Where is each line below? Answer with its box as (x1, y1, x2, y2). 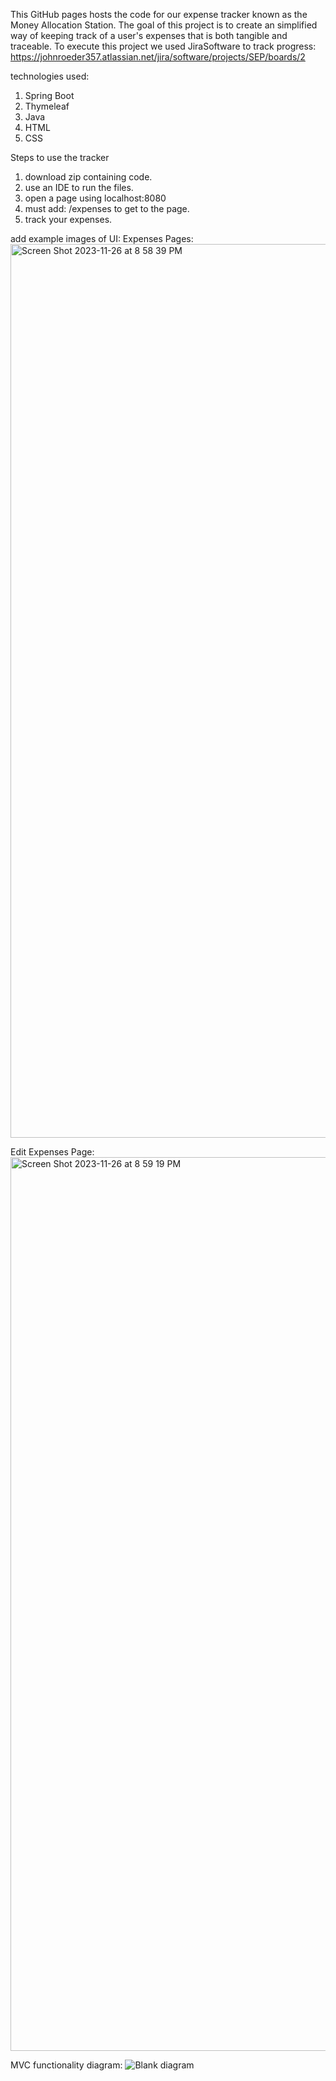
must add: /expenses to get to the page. (24, 203, 190, 214)
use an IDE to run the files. (24, 182, 134, 193)
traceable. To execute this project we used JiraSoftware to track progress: (10, 40, 317, 52)
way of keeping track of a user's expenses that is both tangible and (10, 30, 288, 41)
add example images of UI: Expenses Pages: (10, 233, 194, 244)
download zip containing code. (24, 171, 153, 183)
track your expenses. (24, 214, 113, 225)
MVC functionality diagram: (10, 2059, 123, 2071)
